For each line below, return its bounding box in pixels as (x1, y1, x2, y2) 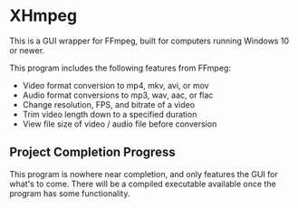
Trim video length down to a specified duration (22, 109, 197, 119)
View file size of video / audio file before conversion (22, 118, 217, 129)
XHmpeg (9, 5, 78, 26)
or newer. (9, 44, 45, 55)
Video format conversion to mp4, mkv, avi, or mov (22, 80, 210, 90)
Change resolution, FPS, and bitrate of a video (22, 99, 196, 109)
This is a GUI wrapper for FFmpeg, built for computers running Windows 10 (9, 35, 290, 46)
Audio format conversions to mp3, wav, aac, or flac (22, 90, 214, 100)
